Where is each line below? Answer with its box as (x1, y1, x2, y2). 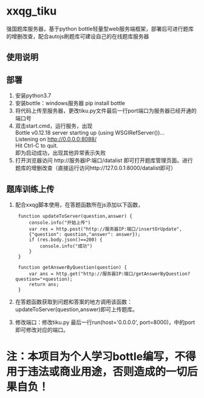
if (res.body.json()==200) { (29, 237, 103, 243)
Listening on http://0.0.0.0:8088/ (15, 135, 97, 143)
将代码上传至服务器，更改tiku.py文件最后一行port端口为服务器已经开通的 (15, 107, 197, 115)
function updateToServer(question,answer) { (18, 213, 132, 219)
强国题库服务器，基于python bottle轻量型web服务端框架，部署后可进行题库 (6, 25, 194, 32)
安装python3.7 (15, 92, 52, 99)
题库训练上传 (6, 184, 55, 194)
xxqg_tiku (6, 4, 57, 18)
